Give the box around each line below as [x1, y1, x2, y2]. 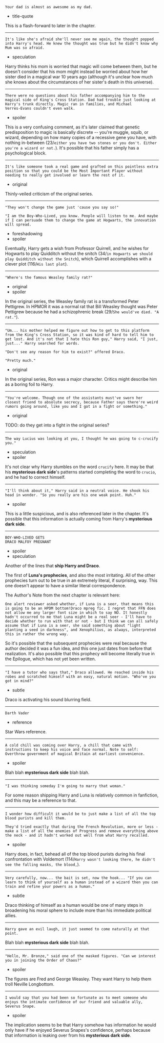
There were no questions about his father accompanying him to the [5, 93, 145, 98]
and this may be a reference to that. [5, 797, 77, 803]
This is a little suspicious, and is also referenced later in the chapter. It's [5, 511, 149, 517]
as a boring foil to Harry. [5, 381, 54, 387]
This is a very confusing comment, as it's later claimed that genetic [5, 124, 140, 130]
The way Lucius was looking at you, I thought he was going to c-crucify [5, 436, 159, 441]
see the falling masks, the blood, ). [5, 862, 81, 867]
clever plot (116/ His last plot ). [5, 261, 68, 267]
